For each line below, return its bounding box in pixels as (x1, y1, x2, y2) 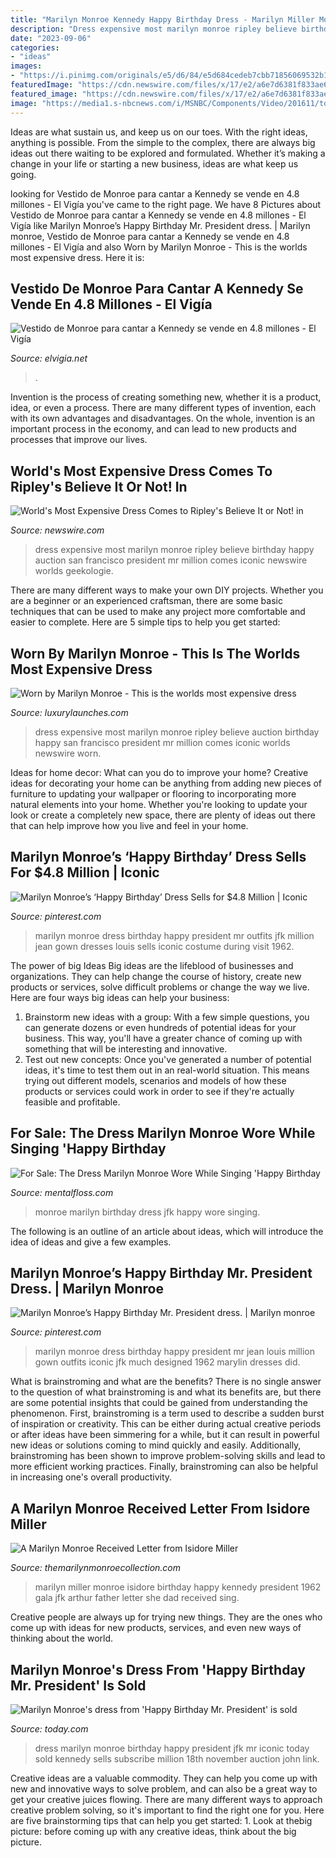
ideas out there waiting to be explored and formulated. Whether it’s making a (10, 147, 326, 159)
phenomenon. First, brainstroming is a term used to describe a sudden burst (10, 1407, 325, 1420)
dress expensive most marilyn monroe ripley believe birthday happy (34, 544, 315, 556)
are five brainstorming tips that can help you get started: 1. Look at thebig (10, 1815, 313, 1826)
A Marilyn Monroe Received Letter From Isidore (10, 1500, 311, 1517)
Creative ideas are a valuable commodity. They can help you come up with (10, 1772, 318, 1784)
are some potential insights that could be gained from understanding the (10, 1397, 308, 1409)
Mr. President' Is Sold (10, 1677, 147, 1694)
